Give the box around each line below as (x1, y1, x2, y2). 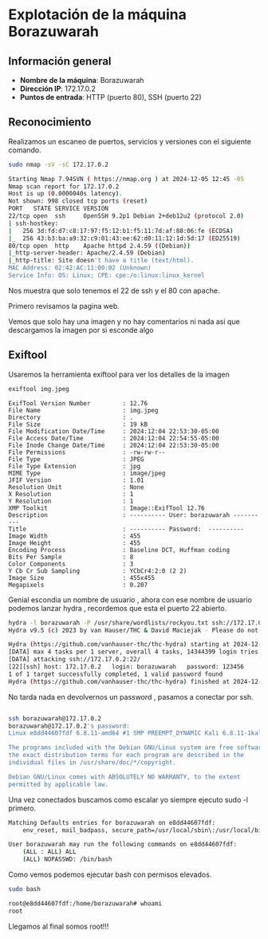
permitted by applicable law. (8, 780, 109, 788)
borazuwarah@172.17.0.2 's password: (8, 722, 130, 730)
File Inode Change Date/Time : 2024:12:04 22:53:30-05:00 (8, 441, 219, 449)
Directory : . (8, 413, 134, 421)
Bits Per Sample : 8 (8, 553, 134, 561)
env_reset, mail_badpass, (22, 826, 109, 834)
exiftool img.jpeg (8, 385, 69, 393)
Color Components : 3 (8, 560, 134, 568)
